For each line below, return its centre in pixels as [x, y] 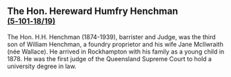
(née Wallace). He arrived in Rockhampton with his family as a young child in [116, 52]
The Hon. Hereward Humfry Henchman [93, 11]
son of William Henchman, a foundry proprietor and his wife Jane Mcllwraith [115, 44]
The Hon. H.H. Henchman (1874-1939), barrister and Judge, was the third [111, 36]
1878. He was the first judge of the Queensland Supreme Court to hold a [110, 58]
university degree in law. [42, 66]
